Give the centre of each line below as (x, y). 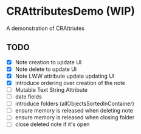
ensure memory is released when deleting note (74, 111)
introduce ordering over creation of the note (70, 83)
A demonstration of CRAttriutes (46, 28)
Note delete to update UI (46, 69)
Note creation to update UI (48, 62)
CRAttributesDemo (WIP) (71, 11)
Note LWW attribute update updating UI (65, 76)
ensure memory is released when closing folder (75, 117)
